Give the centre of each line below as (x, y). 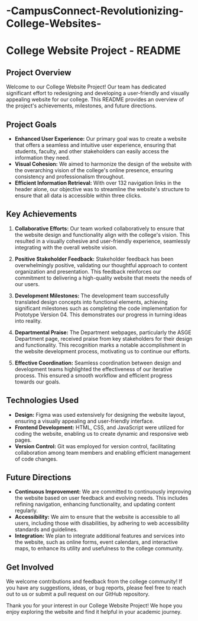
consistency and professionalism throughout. (70, 177)
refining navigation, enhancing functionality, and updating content (95, 504)
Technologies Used (42, 400)
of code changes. (36, 459)
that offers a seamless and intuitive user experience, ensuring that (95, 145)
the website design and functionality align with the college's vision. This (102, 235)
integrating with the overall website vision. (66, 247)
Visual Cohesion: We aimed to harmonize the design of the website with (103, 164)
